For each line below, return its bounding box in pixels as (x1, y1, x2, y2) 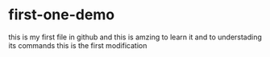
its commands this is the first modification (8, 40, 147, 50)
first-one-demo (8, 6, 115, 24)
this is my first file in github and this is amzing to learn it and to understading (8, 32, 262, 42)
